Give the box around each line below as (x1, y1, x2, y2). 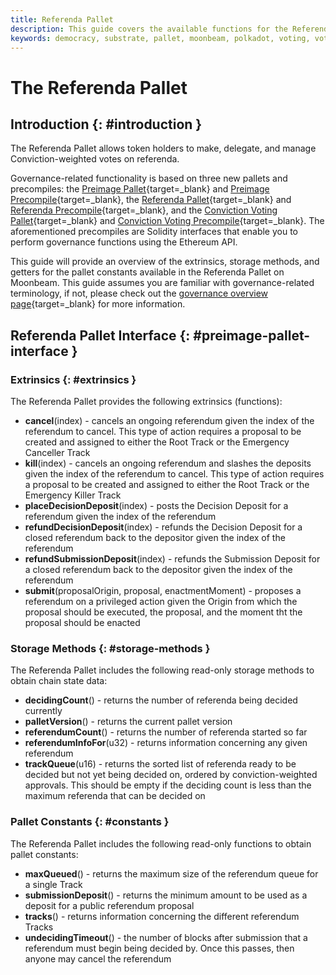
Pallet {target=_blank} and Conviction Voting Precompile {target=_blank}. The (10, 215, 325, 227)
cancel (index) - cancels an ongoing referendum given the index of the (24, 415, 315, 427)
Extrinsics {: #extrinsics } (10, 372, 137, 386)
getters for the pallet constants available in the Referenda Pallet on (10, 266, 285, 278)
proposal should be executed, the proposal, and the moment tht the (24, 606, 303, 618)
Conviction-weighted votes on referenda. (10, 153, 180, 165)
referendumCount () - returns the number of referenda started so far (24, 726, 308, 738)
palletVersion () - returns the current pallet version (24, 716, 233, 728)
